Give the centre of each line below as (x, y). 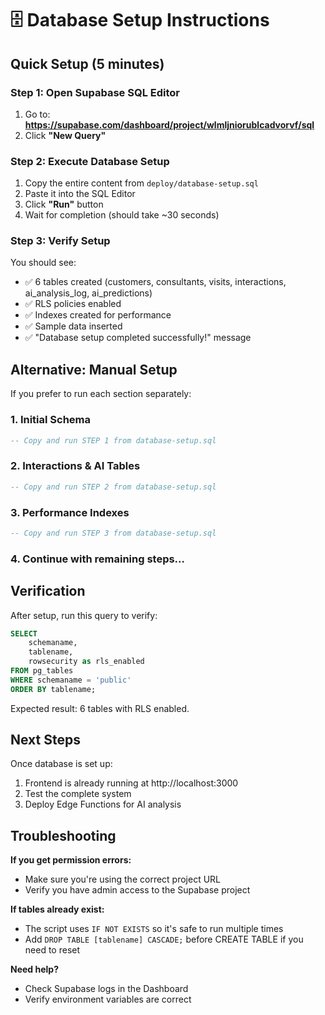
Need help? (34, 969)
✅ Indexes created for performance (98, 315)
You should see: (43, 263)
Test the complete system (78, 794)
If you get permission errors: (71, 860)
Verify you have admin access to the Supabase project (137, 890)
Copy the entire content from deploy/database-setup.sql (141, 183)
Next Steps (45, 740)
